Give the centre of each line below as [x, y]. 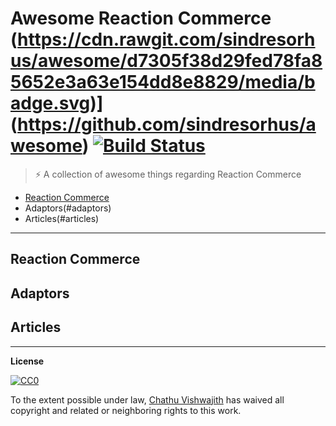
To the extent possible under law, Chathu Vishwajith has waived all [147, 399]
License [27, 361]
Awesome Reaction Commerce [141, 18]
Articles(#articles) [62, 218]
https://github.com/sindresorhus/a [167, 124]
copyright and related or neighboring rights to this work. [126, 410]
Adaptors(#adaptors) [68, 208]
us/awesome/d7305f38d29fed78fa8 [166, 61]
